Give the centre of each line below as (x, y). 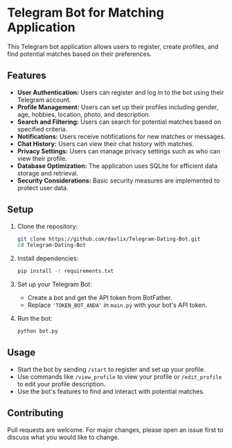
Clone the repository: (47, 226)
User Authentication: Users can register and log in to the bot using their (121, 92)
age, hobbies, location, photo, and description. (84, 114)
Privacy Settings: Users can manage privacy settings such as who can (118, 151)
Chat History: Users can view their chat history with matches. (105, 144)
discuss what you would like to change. (63, 437)
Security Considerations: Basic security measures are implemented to (118, 180)
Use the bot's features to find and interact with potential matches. (111, 391)
